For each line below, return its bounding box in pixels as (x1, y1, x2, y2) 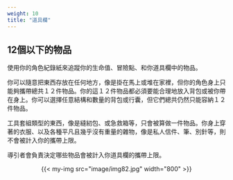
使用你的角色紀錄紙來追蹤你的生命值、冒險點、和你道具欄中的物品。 (7, 64, 202, 72)
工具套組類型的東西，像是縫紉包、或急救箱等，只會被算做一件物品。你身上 (7, 119, 220, 127)
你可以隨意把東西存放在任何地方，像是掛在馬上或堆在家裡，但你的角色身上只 (7, 78, 226, 87)
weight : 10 (7, 10, 39, 17)
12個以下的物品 (7, 44, 72, 55)
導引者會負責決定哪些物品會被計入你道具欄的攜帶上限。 (7, 151, 165, 159)
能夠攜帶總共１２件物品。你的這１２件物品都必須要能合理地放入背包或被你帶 (7, 87, 226, 96)
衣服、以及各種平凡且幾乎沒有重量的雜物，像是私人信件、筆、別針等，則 (19, 127, 226, 136)
